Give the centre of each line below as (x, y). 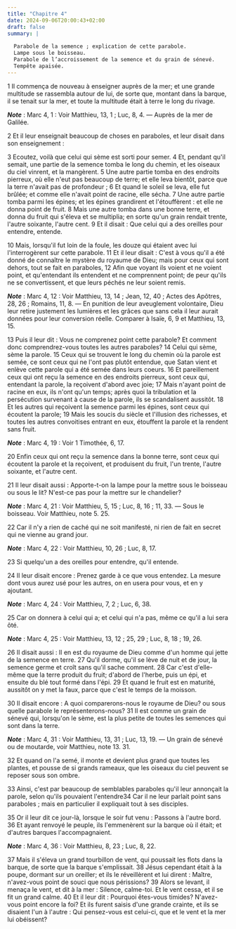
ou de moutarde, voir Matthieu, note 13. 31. (69, 746)
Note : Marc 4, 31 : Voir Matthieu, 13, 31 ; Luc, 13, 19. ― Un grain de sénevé (115, 739)
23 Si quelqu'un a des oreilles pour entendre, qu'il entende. (93, 561)
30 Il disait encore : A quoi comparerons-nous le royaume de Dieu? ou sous (117, 703)
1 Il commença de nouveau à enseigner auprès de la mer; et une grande (111, 86)
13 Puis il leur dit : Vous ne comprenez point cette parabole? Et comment (112, 339)
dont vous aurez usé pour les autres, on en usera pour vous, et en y (105, 583)
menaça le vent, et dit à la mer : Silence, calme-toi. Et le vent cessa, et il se (115, 889)
